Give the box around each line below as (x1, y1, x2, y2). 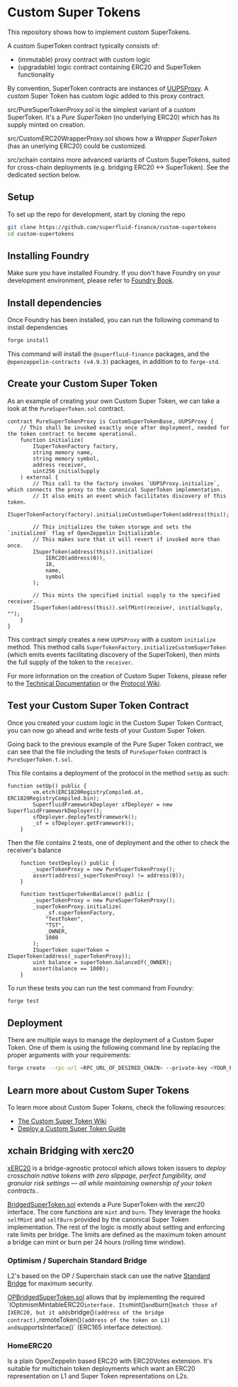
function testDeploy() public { (20, 859, 115, 866)
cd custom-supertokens (7, 230, 74, 238)
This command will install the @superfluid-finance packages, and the (7, 350, 210, 358)
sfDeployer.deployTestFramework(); (33, 813, 138, 820)
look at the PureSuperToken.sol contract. (7, 404, 125, 412)
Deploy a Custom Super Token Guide (17, 1124, 126, 1132)
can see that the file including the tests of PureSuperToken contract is (7, 747, 208, 756)
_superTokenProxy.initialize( (33, 902, 122, 910)
